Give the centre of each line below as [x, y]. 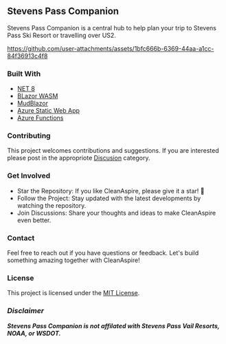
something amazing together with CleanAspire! [74, 260]
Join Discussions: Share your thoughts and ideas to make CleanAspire [116, 213]
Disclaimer [26, 311]
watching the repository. [52, 205]
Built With [24, 74]
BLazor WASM [37, 96]
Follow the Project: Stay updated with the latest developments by [109, 198]
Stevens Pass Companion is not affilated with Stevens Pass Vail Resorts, [113, 325]
